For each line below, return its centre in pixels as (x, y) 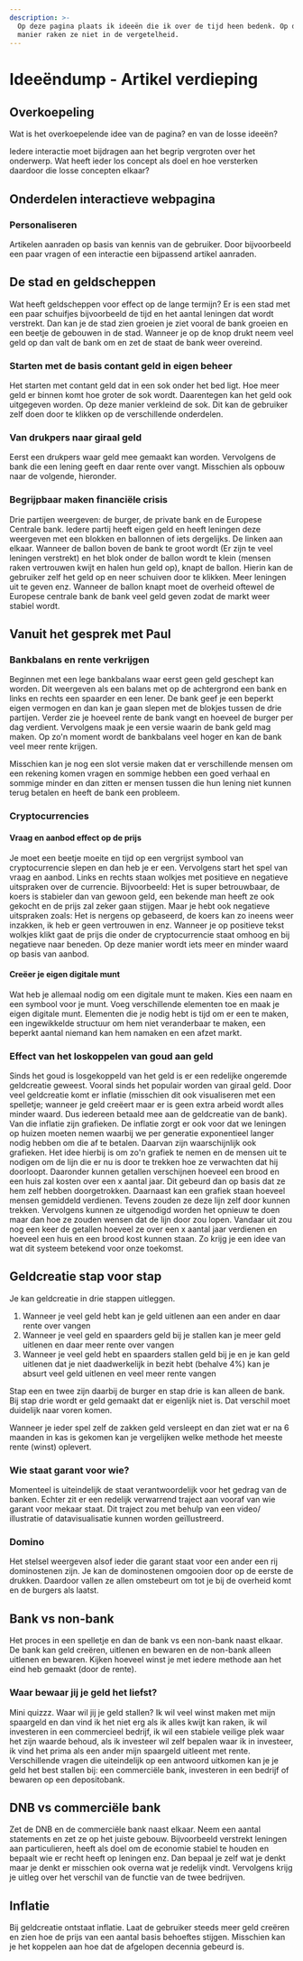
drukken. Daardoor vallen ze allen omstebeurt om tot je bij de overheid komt (150, 1581)
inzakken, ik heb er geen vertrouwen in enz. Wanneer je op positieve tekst (147, 925)
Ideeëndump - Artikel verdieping (134, 79)
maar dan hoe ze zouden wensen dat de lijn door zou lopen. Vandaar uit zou (151, 1220)
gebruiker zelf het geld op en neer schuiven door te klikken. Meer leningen (148, 577)
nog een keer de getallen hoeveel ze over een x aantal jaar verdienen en (143, 1229)
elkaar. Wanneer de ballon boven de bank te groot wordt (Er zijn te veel (141, 548)
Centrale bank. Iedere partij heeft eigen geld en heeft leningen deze (135, 529)
